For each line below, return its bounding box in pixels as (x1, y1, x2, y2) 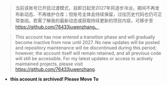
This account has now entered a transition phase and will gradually (15, 34, 155, 40)
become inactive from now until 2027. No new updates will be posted (15, 39, 160, 45)
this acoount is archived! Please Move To (10, 76, 99, 82)
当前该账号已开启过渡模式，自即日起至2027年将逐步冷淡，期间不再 (15, 5, 155, 11)
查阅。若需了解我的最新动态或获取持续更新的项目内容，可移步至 (19, 18, 153, 23)
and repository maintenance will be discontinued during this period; (15, 45, 157, 51)
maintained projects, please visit (15, 61, 83, 67)
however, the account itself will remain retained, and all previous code (15, 50, 161, 56)
